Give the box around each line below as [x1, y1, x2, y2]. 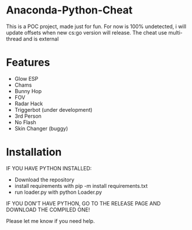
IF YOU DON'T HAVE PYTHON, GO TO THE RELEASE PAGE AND [6, 200, 161, 207]
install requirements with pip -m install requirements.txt [14, 182, 148, 189]
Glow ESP [14, 75, 39, 82]
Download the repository [14, 176, 75, 183]
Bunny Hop [14, 87, 42, 94]
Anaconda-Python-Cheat [6, 4, 133, 17]
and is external [23, 35, 59, 42]
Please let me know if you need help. [6, 217, 95, 224]
